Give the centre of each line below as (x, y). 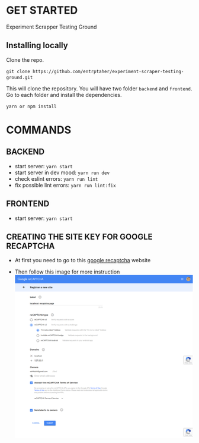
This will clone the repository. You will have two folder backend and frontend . (99, 88)
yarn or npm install (32, 106)
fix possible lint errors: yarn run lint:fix (65, 185)
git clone (18, 71)
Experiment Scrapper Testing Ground (52, 27)
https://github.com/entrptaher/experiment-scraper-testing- (108, 71)
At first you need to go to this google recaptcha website (83, 260)
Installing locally (37, 45)
